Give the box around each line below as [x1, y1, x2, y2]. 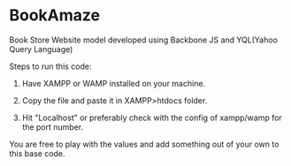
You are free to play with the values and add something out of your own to [9, 139, 280, 149]
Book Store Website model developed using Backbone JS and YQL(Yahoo [9, 34, 279, 45]
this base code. [9, 147, 65, 159]
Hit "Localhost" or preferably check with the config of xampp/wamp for [21, 112, 283, 123]
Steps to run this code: [9, 61, 92, 72]
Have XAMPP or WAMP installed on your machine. [21, 78, 206, 88]
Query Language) [9, 43, 73, 54]
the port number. [21, 121, 84, 132]
